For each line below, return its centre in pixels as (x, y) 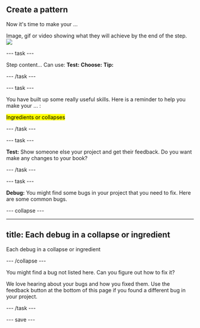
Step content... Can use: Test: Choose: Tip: (60, 64)
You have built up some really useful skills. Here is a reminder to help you (96, 99)
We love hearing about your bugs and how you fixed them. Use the (88, 284)
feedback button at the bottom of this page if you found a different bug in (96, 290)
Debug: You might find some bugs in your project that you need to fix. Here (99, 192)
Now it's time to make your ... (42, 24)
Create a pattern (37, 10)
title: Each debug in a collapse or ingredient (88, 235)
